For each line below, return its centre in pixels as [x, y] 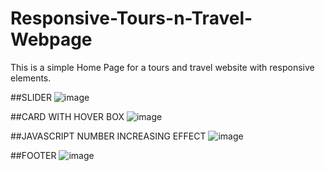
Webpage [51, 39]
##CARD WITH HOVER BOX [67, 116]
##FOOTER [33, 155]
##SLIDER [31, 97]
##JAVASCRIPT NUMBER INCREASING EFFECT [108, 136]
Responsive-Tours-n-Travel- [131, 18]
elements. [31, 78]
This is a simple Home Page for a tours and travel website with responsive [162, 67]
